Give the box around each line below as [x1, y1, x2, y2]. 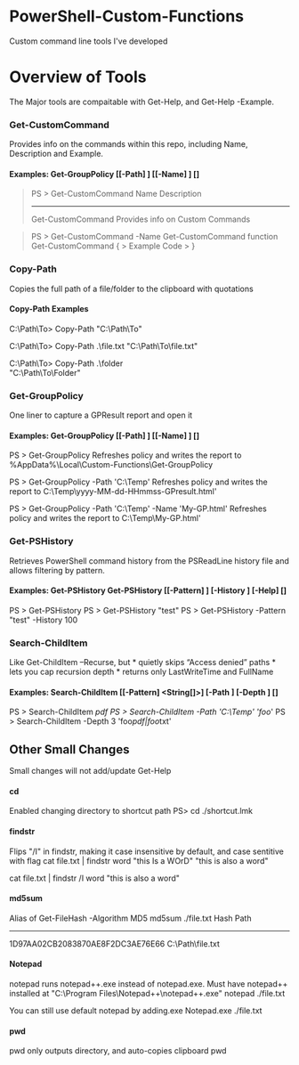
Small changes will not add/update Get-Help [9, 766, 172, 776]
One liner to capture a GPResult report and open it [9, 410, 193, 420]
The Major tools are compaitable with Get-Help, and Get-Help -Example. [9, 96, 274, 107]
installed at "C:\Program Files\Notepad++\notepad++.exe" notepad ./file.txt [9, 988, 286, 998]
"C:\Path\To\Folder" [9, 367, 81, 378]
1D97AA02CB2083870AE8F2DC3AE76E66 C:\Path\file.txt [9, 938, 220, 949]
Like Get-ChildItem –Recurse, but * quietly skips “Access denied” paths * [9, 657, 277, 668]
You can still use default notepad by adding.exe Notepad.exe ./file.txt [9, 1005, 263, 1016]
